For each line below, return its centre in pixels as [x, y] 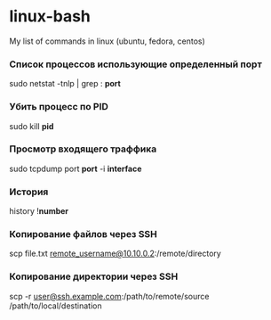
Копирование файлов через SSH [84, 234]
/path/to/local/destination [56, 306]
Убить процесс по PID [59, 107]
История [29, 192]
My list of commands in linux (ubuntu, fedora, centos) [108, 41]
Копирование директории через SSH [94, 276]
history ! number [39, 211]
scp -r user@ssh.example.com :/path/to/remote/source [109, 296]
